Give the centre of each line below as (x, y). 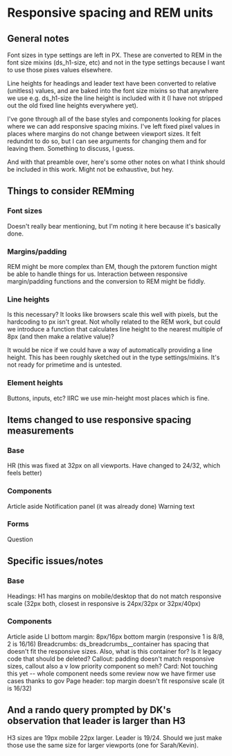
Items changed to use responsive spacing (99, 419)
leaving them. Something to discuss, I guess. (71, 148)
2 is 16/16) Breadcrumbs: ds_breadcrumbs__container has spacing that (108, 643)
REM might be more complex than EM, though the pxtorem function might (112, 266)
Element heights (35, 383)
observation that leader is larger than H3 (96, 721)
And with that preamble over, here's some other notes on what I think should (116, 162)
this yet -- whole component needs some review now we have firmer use (111, 673)
